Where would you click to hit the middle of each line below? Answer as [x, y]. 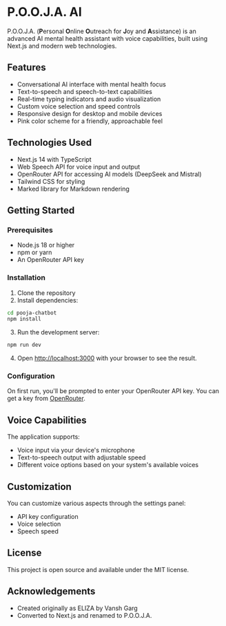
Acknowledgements [51, 591]
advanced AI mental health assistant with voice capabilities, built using [107, 38]
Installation [27, 278]
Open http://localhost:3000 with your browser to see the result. [107, 358]
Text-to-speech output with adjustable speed [81, 457]
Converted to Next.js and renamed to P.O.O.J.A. [84, 615]
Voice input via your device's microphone [76, 450]
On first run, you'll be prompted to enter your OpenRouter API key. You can [113, 391]
